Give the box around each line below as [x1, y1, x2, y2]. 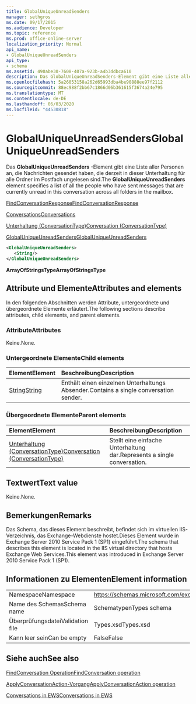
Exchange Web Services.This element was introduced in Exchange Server [6, 551, 184, 558]
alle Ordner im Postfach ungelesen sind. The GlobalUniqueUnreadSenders [6, 176, 185, 183]
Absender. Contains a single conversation [61, 386, 174, 394]
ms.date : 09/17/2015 [6, 19, 57, 25]
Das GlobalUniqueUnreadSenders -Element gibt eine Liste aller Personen [6, 163, 184, 170]
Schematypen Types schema [93, 604, 172, 612]
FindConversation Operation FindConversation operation [6, 669, 141, 676]
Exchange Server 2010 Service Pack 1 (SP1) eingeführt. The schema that [6, 538, 179, 545]
